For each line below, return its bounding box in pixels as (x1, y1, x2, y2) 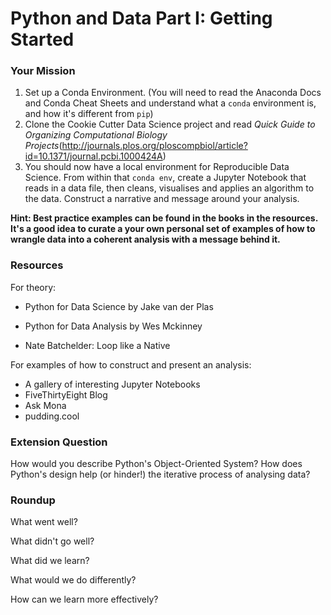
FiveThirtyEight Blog (24, 388, 108, 401)
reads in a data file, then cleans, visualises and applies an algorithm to (24, 182, 315, 194)
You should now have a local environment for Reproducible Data (24, 161, 290, 173)
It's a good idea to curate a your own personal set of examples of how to (10, 223, 316, 235)
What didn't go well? (10, 535, 95, 547)
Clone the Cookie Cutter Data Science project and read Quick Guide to (24, 118, 316, 131)
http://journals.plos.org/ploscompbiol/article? (61, 140, 248, 152)
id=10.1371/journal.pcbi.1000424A (24, 150, 163, 162)
